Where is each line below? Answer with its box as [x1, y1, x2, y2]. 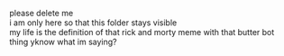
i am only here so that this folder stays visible [9, 17, 178, 28]
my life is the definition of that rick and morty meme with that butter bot [9, 27, 275, 37]
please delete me [9, 8, 74, 18]
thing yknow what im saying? [9, 36, 117, 47]
